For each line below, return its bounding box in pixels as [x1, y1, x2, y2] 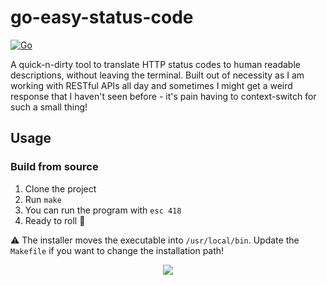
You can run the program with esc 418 [24, 204, 182, 216]
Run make [24, 193, 62, 205]
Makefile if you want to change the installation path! [10, 244, 225, 256]
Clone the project [24, 182, 97, 195]
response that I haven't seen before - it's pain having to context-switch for [10, 90, 317, 102]
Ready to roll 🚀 [24, 214, 86, 226]
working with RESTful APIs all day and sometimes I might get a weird [10, 79, 293, 91]
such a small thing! [10, 101, 88, 113]
